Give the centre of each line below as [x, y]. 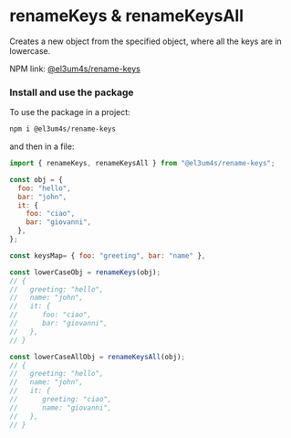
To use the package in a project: [70, 112]
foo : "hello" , [44, 188]
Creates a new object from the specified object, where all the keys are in [146, 41]
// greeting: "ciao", [61, 400]
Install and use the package [72, 92]
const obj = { [36, 179]
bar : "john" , [42, 197]
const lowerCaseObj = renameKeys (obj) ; [85, 272]
